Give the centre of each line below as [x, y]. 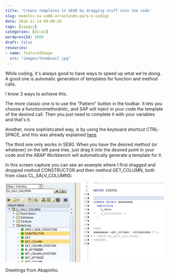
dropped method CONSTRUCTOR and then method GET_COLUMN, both [80, 170]
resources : [17, 48]
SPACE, [13, 134]
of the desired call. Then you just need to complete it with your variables [80, 114]
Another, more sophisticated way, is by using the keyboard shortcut [75, 129]
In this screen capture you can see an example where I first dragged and [80, 165]
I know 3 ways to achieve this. [36, 94]
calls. [11, 84]
